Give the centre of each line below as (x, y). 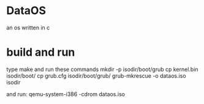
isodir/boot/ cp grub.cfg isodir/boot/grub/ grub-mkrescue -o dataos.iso (96, 76)
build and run (41, 52)
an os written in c (28, 28)
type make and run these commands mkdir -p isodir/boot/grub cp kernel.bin (102, 69)
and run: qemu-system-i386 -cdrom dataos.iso (66, 94)
